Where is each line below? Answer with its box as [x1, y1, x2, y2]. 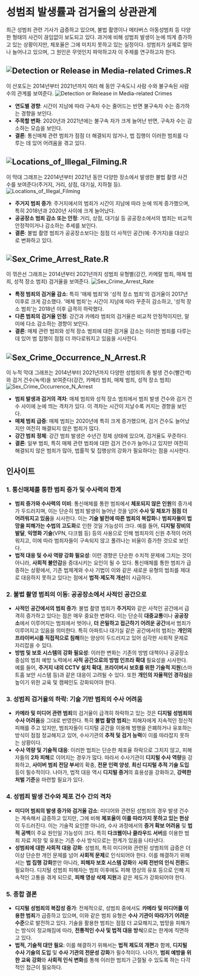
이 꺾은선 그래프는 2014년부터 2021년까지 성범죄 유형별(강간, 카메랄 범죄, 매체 [6, 271, 187, 278]
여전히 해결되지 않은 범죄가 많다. [25, 425, 101, 432]
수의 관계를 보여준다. [6, 89, 54, 97]
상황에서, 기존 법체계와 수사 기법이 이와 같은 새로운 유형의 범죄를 [30, 566, 179, 573]
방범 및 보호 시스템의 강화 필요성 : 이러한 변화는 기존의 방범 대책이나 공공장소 [14, 649, 190, 656]
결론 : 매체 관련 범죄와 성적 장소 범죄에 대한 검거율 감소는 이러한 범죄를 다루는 [14, 328, 192, 335]
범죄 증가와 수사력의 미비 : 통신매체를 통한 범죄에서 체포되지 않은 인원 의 [14, 500, 176, 507]
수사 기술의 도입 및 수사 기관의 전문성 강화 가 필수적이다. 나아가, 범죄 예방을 [14, 949, 185, 956]
